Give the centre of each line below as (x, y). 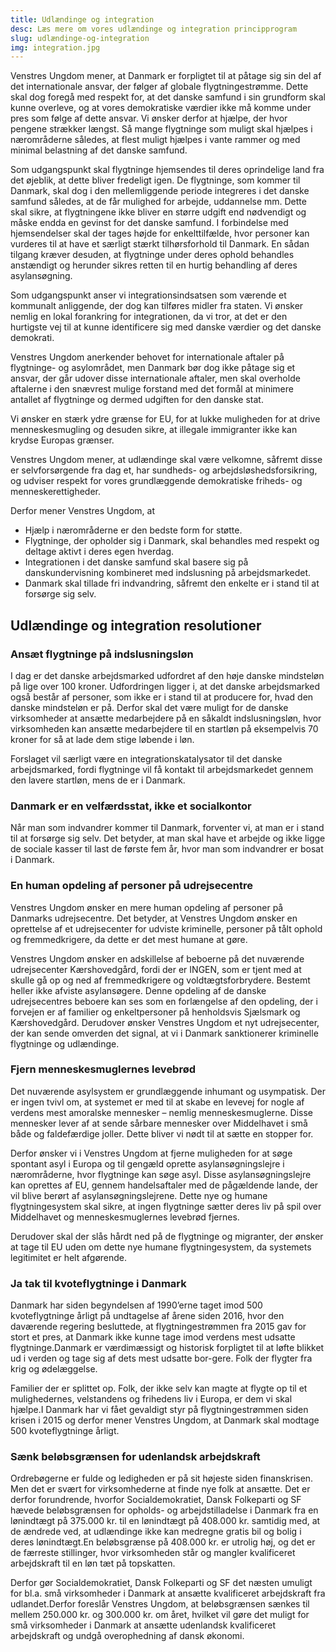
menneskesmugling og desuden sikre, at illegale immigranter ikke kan (154, 430)
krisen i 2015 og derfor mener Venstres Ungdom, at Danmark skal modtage (165, 1420)
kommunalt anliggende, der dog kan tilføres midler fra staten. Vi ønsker (157, 306)
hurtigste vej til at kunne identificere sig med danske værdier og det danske (166, 327)
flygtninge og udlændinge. (65, 1043)
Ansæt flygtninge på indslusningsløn (102, 654)
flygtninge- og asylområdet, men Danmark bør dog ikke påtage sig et (153, 368)
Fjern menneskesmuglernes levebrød (103, 1069)
